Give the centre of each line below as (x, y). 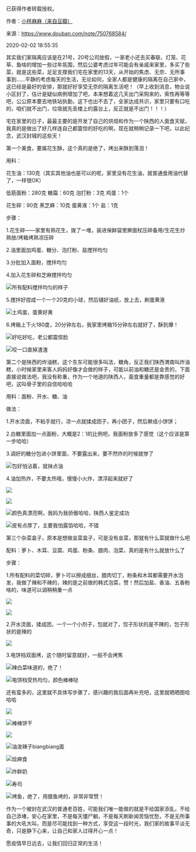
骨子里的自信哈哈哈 (49, 384)
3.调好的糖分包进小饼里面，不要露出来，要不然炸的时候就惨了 (80, 454)
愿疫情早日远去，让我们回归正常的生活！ (55, 843)
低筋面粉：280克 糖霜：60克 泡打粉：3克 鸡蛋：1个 (67, 193)
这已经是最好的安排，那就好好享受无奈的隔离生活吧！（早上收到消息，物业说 (98, 86)
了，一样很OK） (25, 180)
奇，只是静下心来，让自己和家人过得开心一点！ (62, 831)
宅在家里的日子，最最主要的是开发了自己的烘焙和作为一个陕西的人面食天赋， (98, 121)
